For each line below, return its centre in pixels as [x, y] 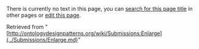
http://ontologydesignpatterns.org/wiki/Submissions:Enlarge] [85, 33]
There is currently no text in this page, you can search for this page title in [99, 9]
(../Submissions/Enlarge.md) [42, 40]
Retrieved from [25, 27]
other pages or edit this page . [44, 15]
